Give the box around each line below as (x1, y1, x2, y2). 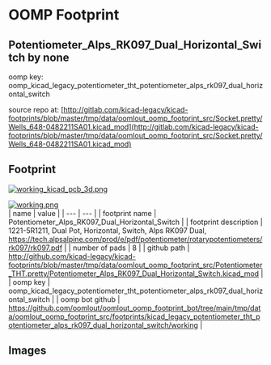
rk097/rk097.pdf (8, 243, 63, 253)
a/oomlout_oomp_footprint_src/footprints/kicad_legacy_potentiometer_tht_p (8, 312, 260, 321)
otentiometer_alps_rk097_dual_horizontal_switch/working (8, 320, 198, 329)
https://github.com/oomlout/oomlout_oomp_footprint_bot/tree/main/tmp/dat (8, 303, 261, 312)
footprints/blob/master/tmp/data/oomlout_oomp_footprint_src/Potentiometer (8, 260, 263, 270)
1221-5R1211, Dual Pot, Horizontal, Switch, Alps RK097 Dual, (8, 225, 207, 236)
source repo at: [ (8, 105, 64, 114)
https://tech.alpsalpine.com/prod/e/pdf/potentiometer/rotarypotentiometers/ (8, 234, 263, 244)
